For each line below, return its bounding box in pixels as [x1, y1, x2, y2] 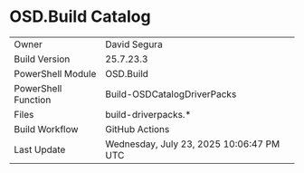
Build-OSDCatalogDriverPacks [105, 88, 237, 101]
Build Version [14, 53, 71, 65]
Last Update [14, 143, 66, 156]
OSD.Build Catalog [9, 6, 151, 27]
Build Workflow [14, 122, 79, 135]
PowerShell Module [14, 67, 97, 80]
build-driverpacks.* [105, 108, 192, 120]
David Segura [105, 38, 163, 51]
